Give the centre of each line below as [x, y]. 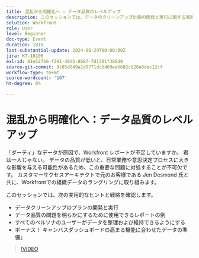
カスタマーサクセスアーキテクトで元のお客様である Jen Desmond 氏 [100, 174]
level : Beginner [26, 34]
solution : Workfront [32, 23]
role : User [20, 28]
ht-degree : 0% [24, 84]
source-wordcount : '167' [37, 78]
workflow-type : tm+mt [33, 73]
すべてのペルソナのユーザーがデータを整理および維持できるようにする [100, 222]
